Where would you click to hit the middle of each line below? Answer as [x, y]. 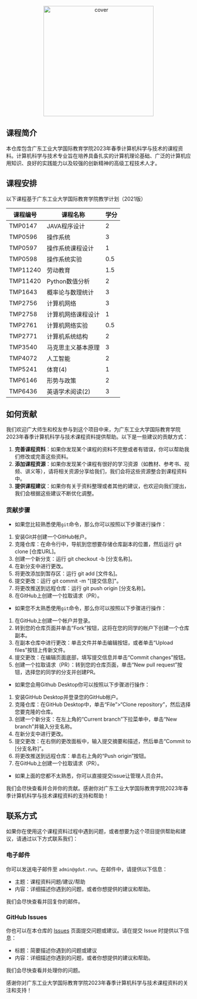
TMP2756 [23, 303]
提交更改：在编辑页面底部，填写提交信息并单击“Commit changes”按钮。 [101, 657]
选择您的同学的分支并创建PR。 [62, 672]
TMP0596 [23, 237]
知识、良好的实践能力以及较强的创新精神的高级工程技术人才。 [85, 163]
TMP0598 [23, 259]
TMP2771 [23, 336]
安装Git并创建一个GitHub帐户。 [52, 537]
